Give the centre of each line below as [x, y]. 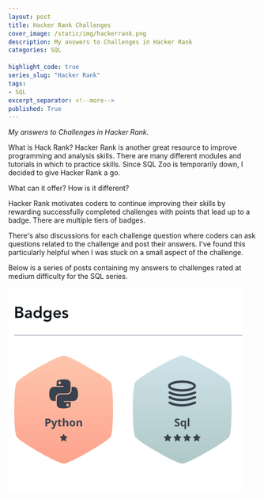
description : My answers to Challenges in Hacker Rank [100, 42]
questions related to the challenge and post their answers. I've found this [127, 244]
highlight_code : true [44, 67]
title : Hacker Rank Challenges [60, 25]
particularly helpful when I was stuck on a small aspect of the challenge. [126, 253]
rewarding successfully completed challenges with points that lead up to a [129, 212]
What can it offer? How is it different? [69, 188]
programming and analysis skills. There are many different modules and [125, 156]
